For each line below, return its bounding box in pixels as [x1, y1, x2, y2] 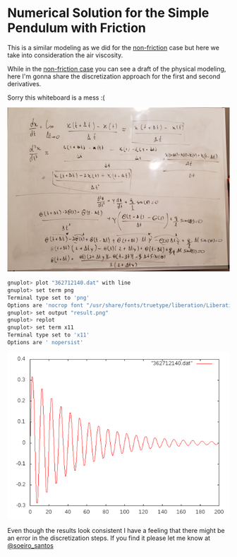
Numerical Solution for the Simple [7, 5, 209, 21]
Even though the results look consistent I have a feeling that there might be [7, 526, 225, 534]
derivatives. [7, 79, 42, 88]
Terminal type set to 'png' [7, 294, 90, 301]
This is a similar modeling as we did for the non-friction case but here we [7, 43, 220, 52]
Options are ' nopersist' [7, 339, 83, 346]
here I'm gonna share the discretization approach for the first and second [7, 72, 221, 81]
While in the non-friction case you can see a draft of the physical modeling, [7, 64, 226, 73]
